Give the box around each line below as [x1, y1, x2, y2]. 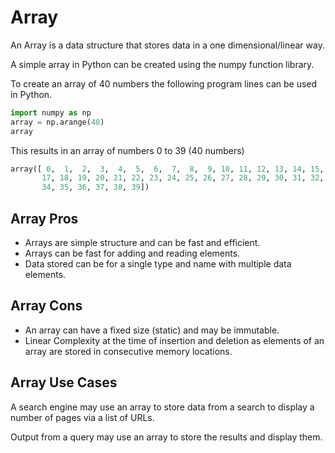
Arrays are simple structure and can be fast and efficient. [24, 237, 261, 248]
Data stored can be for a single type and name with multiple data [24, 258, 292, 270]
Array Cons [10, 297, 83, 315]
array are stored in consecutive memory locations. [24, 345, 233, 357]
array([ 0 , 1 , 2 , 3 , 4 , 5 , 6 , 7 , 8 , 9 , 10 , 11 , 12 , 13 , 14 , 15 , [10, 164, 325, 174]
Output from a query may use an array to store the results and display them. [10, 431, 323, 443]
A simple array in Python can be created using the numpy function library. [10, 58, 315, 70]
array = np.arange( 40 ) [10, 117, 105, 127]
